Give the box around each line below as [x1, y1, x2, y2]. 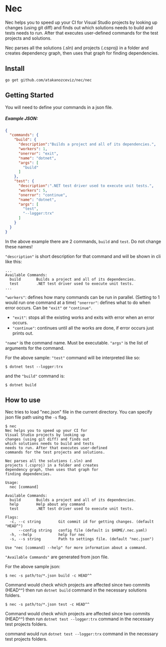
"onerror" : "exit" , [18, 151, 58, 156]
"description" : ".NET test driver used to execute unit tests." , [18, 183, 154, 188]
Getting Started [5, 91, 54, 100]
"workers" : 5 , [18, 188, 48, 193]
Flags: [5, 515, 19, 520]
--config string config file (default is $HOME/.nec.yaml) [18, 528, 148, 533]
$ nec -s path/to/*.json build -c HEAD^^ [5, 573, 92, 578]
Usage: [5, 480, 19, 485]
